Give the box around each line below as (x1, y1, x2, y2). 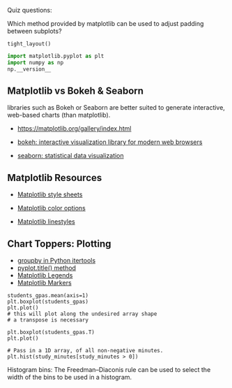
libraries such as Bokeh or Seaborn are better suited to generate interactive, (7, 103, 225, 112)
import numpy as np (7, 59, 64, 66)
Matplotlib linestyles (17, 217, 75, 226)
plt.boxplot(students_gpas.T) (7, 329, 95, 336)
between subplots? (7, 27, 62, 35)
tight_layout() (7, 41, 52, 48)
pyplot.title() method (17, 264, 77, 272)
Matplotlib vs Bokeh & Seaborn (7, 85, 144, 97)
